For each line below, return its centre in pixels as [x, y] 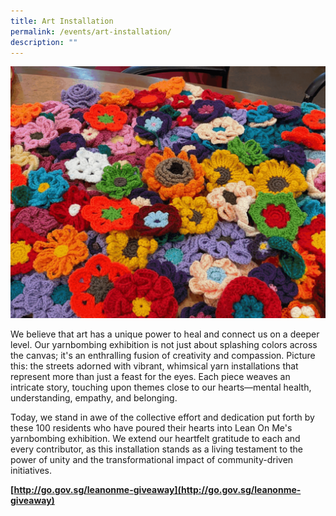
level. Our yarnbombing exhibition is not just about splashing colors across [164, 345]
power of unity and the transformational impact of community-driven [152, 460]
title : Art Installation [62, 21]
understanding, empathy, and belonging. [94, 398]
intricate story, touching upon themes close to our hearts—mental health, [161, 387]
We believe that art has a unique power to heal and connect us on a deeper [165, 334]
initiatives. [31, 471]
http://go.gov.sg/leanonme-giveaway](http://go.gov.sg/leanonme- [157, 490]
